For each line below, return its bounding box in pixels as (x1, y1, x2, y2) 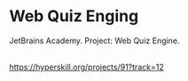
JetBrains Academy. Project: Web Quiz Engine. (9, 35, 180, 46)
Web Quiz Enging (9, 6, 139, 26)
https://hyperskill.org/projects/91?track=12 (9, 62, 164, 72)
